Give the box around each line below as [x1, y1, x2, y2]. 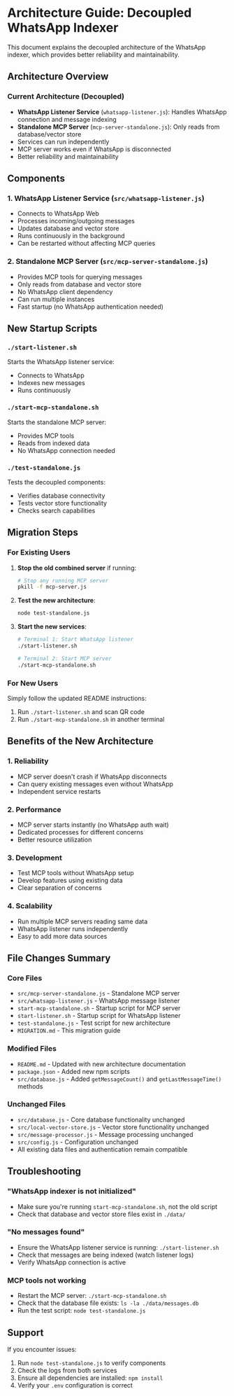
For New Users [7, 678, 59, 687]
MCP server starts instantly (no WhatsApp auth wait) [17, 821, 169, 829]
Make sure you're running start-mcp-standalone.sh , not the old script [17, 1202, 218, 1210]
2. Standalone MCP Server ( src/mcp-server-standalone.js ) [7, 257, 208, 267]
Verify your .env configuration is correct [17, 1381, 133, 1389]
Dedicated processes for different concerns [17, 828, 144, 836]
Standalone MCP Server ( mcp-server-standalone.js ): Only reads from [17, 123, 220, 131]
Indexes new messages [17, 379, 85, 387]
